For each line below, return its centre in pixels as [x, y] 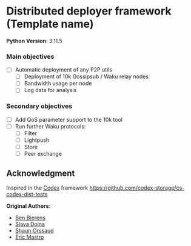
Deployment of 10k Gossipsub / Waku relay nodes [86, 76]
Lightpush [37, 140]
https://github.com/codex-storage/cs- [137, 188]
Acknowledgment [41, 173]
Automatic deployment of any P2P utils [64, 70]
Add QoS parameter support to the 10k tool [69, 119]
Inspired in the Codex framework [47, 188]
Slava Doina [30, 224]
